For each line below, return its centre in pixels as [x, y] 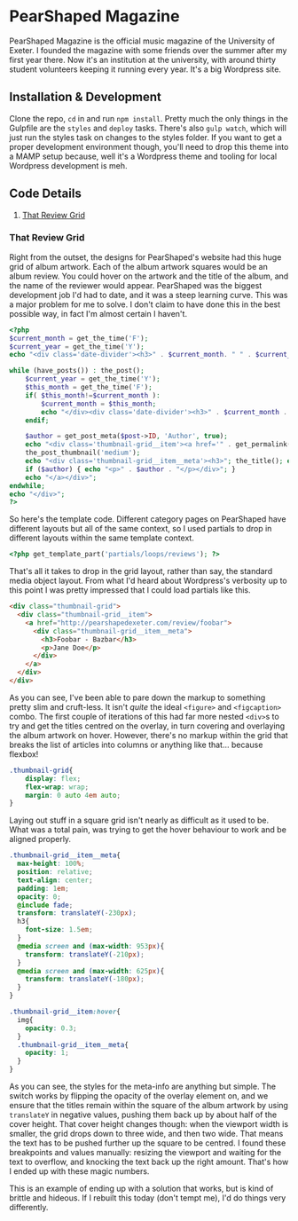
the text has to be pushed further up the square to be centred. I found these [148, 1143]
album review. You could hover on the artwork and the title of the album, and [149, 276]
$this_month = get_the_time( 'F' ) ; [89, 388]
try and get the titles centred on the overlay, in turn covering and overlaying [147, 726]
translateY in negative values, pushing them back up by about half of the [143, 1115]
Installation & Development [85, 97]
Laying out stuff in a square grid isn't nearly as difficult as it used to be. [139, 820]
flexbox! [24, 754]
